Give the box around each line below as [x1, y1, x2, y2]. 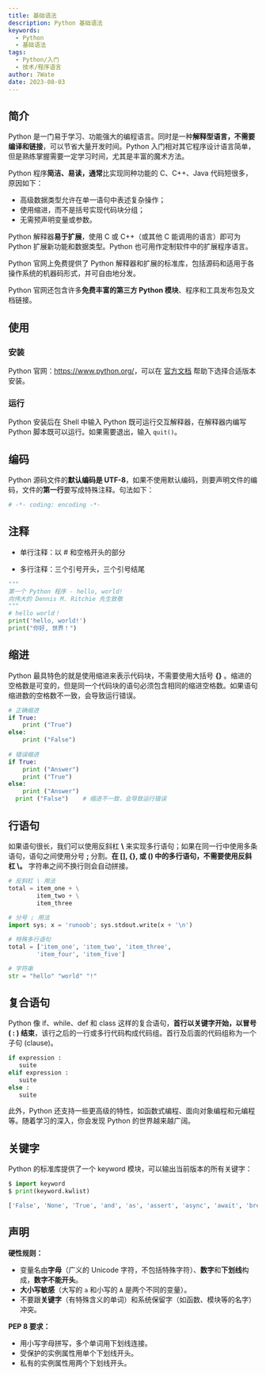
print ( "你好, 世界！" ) [8, 624, 78, 633]
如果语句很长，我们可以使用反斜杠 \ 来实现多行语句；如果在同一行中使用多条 [8, 841, 258, 851]
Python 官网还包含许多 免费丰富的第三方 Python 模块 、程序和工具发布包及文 [8, 285, 256, 295]
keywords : [8, 26, 41, 34]
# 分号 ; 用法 [8, 913, 50, 922]
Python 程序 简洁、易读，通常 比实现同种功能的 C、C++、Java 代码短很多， [8, 168, 253, 178]
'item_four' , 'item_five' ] [36, 950, 126, 958]
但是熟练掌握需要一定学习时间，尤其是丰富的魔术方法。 [8, 151, 188, 161]
